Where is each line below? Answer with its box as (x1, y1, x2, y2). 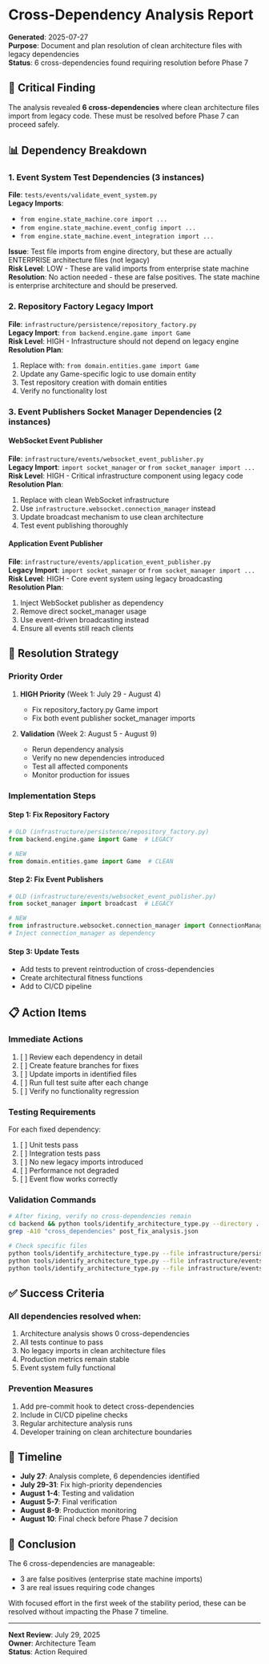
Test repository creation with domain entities (19, 377, 167, 387)
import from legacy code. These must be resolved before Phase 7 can (8, 111, 239, 120)
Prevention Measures (8, 1383, 94, 1394)
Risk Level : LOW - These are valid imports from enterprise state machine (8, 263, 250, 274)
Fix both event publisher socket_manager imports (31, 713, 196, 723)
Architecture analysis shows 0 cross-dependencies (19, 1329, 190, 1339)
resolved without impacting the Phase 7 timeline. (8, 1607, 169, 1617)
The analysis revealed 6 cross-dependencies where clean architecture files (8, 102, 259, 112)
